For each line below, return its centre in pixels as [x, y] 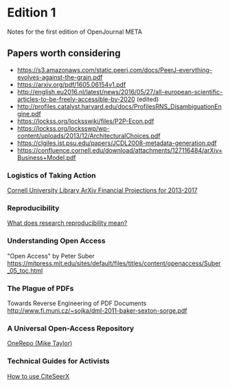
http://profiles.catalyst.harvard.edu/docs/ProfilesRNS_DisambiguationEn [119, 106]
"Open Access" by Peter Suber [51, 256]
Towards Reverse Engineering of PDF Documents [77, 303]
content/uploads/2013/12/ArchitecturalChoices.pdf [89, 135]
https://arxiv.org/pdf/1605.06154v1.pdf [71, 85]
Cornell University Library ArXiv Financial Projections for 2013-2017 [102, 190]
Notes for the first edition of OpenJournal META [75, 32]
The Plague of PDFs [41, 288]
